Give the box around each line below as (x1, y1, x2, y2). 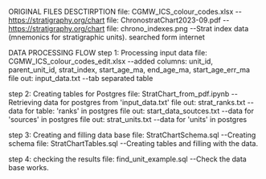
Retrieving (8, 98, 43, 107)
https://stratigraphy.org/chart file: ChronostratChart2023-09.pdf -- (8, 15, 230, 25)
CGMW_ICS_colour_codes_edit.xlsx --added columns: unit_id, (8, 56, 213, 66)
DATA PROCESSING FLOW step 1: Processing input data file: (8, 48, 207, 57)
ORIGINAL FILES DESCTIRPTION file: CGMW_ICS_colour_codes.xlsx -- (8, 7, 243, 16)
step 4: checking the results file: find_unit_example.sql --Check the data (8, 154, 247, 164)
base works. (8, 163, 50, 172)
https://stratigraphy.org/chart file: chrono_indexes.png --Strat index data (8, 24, 249, 33)
